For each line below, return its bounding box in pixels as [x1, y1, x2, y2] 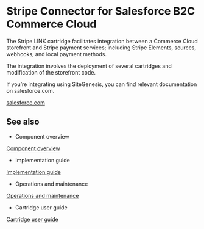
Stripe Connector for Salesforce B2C [6, 4, 195, 18]
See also [6, 117, 40, 127]
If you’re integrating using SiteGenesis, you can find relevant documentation [6, 81, 197, 88]
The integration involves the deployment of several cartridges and [6, 62, 172, 70]
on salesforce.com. [6, 87, 55, 94]
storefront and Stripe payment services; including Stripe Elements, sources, [6, 44, 197, 51]
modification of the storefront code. [6, 68, 96, 76]
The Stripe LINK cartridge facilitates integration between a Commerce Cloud [6, 37, 198, 45]
